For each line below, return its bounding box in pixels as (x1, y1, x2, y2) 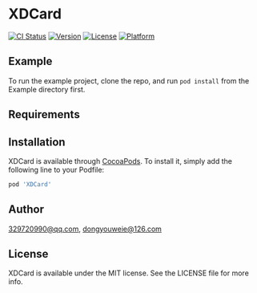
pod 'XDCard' (8, 180, 52, 189)
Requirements (8, 108, 80, 121)
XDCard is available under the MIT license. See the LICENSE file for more (8, 268, 250, 278)
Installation (8, 135, 66, 149)
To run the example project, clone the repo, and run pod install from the (8, 75, 250, 85)
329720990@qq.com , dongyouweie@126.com (8, 224, 163, 234)
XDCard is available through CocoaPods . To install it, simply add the (8, 156, 232, 165)
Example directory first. (8, 84, 86, 94)
